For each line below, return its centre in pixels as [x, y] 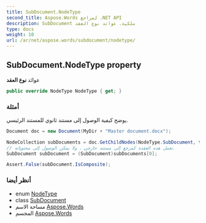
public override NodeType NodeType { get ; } [64, 91]
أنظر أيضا [19, 180]
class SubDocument [40, 200]
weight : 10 [20, 35]
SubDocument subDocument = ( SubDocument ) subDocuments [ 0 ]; [82, 153]
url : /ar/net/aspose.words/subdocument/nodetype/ [71, 40]
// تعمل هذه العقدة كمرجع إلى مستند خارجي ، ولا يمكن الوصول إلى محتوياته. [91, 148]
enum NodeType [36, 194]
